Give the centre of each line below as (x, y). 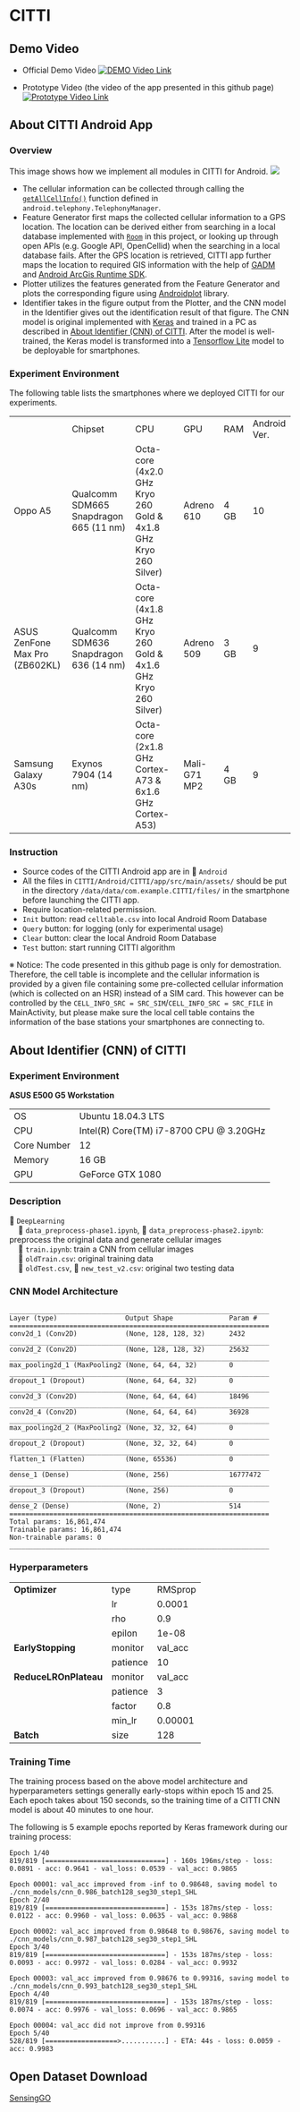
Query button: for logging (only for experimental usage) (123, 928)
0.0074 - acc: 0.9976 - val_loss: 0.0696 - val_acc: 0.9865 (124, 2010)
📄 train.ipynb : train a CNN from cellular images (106, 1249)
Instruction (34, 851)
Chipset (87, 429)
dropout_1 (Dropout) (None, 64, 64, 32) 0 (121, 1381)
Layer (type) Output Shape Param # (133, 1318)
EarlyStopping (45, 1647)
